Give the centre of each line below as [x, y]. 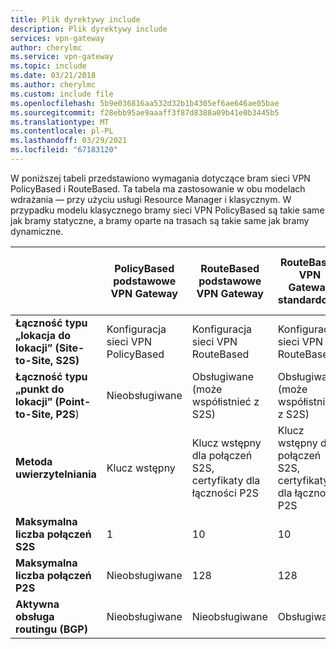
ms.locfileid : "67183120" [64, 150]
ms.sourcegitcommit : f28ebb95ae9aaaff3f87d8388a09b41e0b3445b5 [145, 112]
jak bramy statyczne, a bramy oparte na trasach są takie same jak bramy [160, 220]
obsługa [35, 616]
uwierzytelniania [56, 474]
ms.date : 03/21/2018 [53, 76]
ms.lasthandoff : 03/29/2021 [69, 141]
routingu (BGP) [51, 629]
